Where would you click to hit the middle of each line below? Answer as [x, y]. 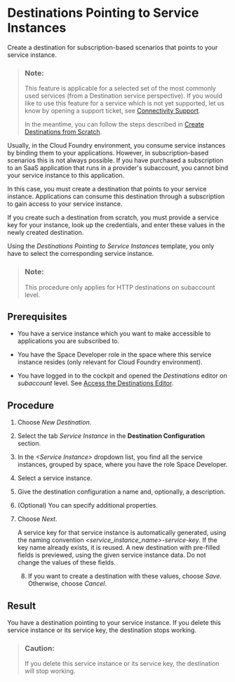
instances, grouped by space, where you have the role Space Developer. [122, 465]
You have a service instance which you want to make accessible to [114, 334]
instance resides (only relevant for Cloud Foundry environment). [110, 362]
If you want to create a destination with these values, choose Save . [125, 576]
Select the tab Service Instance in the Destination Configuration [111, 436]
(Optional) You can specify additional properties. [87, 506]
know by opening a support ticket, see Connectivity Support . [112, 111]
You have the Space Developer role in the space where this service [114, 355]
